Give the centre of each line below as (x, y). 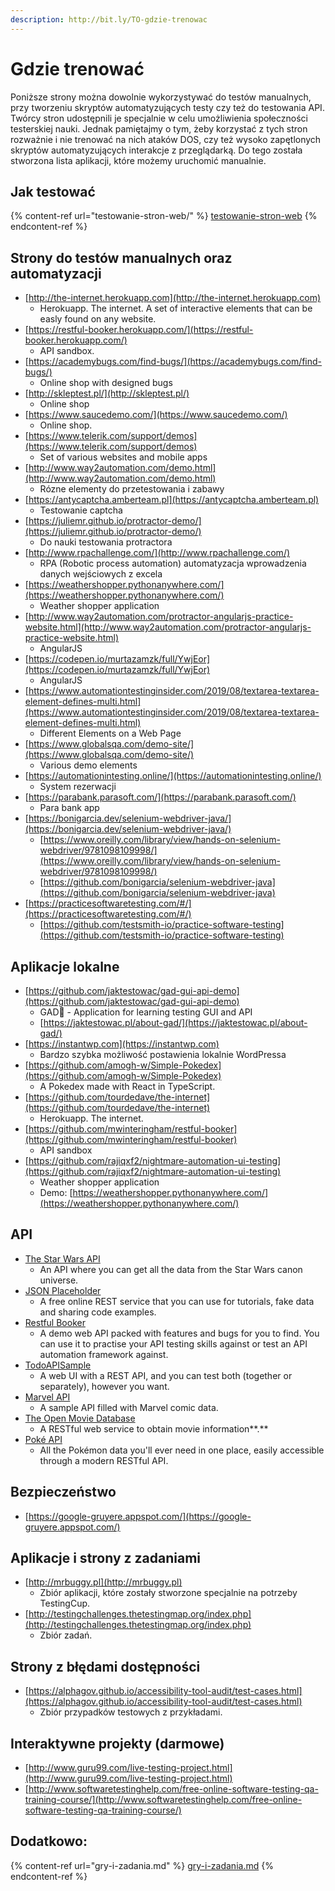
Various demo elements (88, 765)
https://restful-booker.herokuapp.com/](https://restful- (141, 330)
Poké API (43, 1439)
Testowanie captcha (81, 510)
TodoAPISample (58, 1365)
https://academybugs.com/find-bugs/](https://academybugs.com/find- (175, 362)
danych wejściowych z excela (101, 574)
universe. (59, 1280)
